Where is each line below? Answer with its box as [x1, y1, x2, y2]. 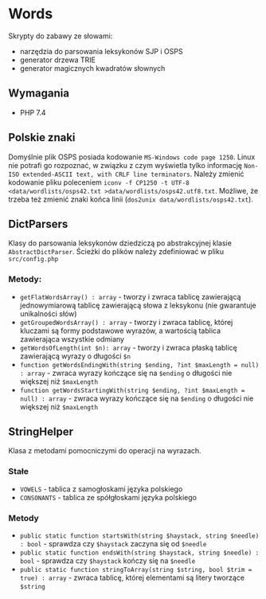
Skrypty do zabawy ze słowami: [8, 31, 113, 41]
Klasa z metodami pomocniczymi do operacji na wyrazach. [8, 446, 201, 456]
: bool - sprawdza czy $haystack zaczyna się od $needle [19, 539, 207, 549]
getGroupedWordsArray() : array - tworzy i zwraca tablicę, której [19, 317, 233, 327]
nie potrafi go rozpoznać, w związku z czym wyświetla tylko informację [8, 160, 243, 170]
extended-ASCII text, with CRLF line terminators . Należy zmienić [22, 169, 244, 178]
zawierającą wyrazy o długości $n [19, 351, 131, 361]
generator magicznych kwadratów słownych [19, 63, 166, 72]
